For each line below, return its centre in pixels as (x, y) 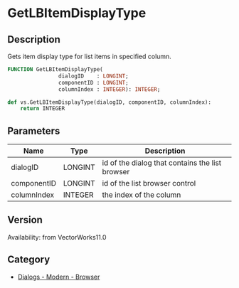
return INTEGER (43, 109)
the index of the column (142, 195)
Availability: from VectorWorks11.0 (57, 237)
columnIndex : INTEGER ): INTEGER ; (109, 89)
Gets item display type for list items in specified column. (90, 56)
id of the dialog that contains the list (162, 163)
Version (25, 220)
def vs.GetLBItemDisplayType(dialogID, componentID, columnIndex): (110, 102)
